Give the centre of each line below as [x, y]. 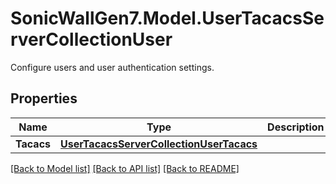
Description [296, 127]
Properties [44, 98]
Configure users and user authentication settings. [112, 67]
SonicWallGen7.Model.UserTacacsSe [167, 18]
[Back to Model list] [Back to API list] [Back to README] [125, 168]
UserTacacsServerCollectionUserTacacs [159, 144]
